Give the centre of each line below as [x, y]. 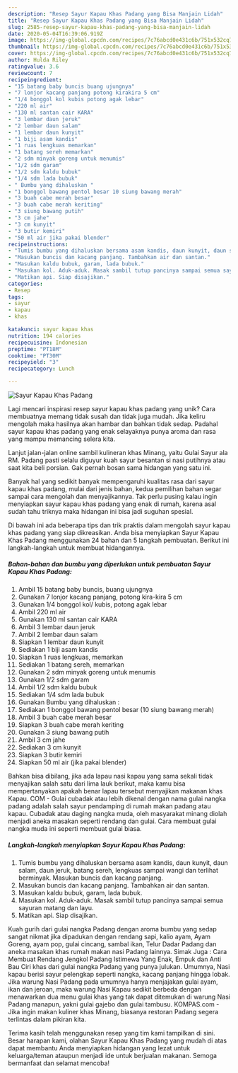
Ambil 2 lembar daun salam [58, 634]
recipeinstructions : [38, 244]
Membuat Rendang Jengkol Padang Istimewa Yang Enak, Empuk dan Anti [115, 959]
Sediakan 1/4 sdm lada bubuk [61, 694]
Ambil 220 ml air [42, 612]
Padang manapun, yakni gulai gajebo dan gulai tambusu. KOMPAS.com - [114, 1004]
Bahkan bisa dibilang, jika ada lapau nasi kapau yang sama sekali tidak [111, 776]
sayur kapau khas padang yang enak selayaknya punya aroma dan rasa [112, 431]
